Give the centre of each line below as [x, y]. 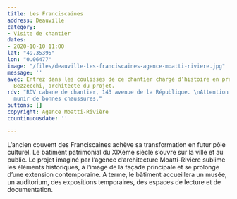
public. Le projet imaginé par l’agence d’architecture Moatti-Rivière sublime [116, 160]
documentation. [30, 189]
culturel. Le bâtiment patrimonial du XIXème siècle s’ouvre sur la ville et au [115, 152]
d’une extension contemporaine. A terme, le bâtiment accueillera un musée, [117, 174]
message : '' [25, 72]
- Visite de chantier [39, 33]
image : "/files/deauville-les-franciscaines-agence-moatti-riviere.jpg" [116, 66]
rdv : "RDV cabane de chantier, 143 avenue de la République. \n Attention [118, 92]
